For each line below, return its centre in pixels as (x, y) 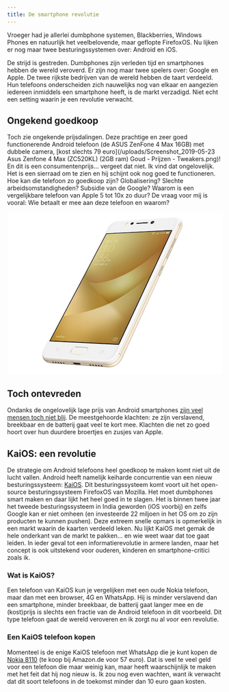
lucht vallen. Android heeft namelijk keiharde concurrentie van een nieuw (110, 477)
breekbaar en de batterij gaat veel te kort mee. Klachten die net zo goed (108, 425)
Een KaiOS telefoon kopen (51, 637)
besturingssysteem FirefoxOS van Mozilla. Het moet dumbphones (121, 492)
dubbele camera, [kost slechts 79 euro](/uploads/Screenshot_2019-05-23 (111, 152)
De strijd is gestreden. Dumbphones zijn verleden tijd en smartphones (106, 62)
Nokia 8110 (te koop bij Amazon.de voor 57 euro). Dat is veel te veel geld (109, 659)
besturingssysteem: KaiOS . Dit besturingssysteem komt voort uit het (103, 485)
